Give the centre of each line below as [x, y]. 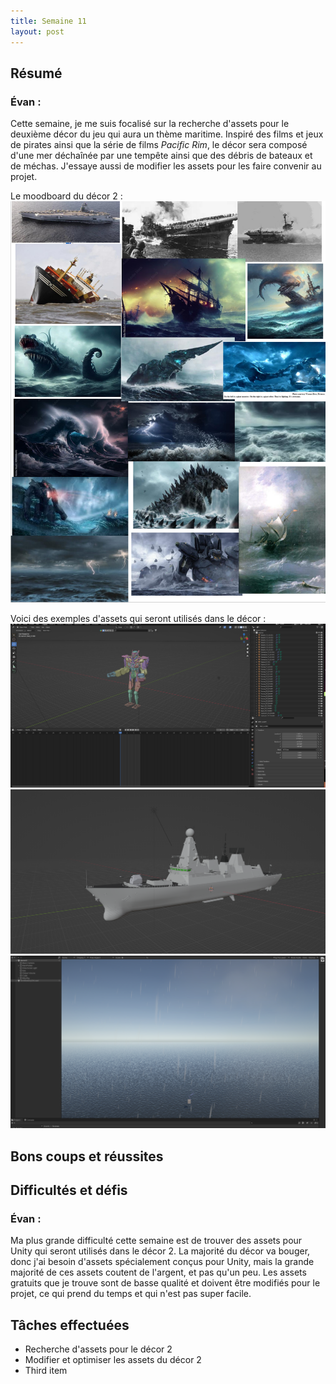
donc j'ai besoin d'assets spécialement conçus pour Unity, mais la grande [162, 1262]
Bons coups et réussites [87, 1156]
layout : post [37, 31]
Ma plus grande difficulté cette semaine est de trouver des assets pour [156, 1241]
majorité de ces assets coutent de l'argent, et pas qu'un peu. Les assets [158, 1272]
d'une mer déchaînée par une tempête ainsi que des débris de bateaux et [161, 156]
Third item [46, 1371]
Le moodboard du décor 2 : [66, 196]
